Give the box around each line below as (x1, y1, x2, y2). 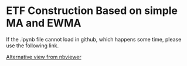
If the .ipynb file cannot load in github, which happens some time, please (6, 36, 182, 43)
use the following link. (6, 42, 59, 49)
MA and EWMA (6, 16, 81, 30)
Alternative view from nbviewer (6, 53, 81, 60)
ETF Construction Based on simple (6, 4, 178, 18)
